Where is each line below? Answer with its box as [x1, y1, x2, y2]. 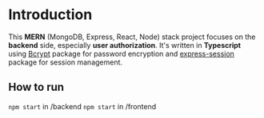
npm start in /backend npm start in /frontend [8, 101, 157, 111]
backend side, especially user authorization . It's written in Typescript [8, 40, 242, 49]
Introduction [8, 6, 93, 24]
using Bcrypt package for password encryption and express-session [8, 49, 234, 58]
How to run [8, 81, 65, 94]
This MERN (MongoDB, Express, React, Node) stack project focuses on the [8, 32, 256, 41]
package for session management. [8, 57, 122, 67]
